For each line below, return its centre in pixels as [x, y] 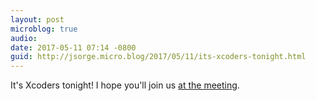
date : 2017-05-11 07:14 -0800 [73, 47]
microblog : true [44, 29]
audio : [24, 38]
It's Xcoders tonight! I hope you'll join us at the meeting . [125, 85]
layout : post [37, 19]
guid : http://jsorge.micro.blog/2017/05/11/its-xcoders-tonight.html [158, 57]
